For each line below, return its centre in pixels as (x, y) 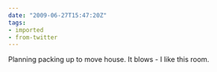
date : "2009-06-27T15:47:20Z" (58, 15)
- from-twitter (33, 37)
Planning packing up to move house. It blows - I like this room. (109, 59)
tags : (17, 23)
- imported (26, 30)
